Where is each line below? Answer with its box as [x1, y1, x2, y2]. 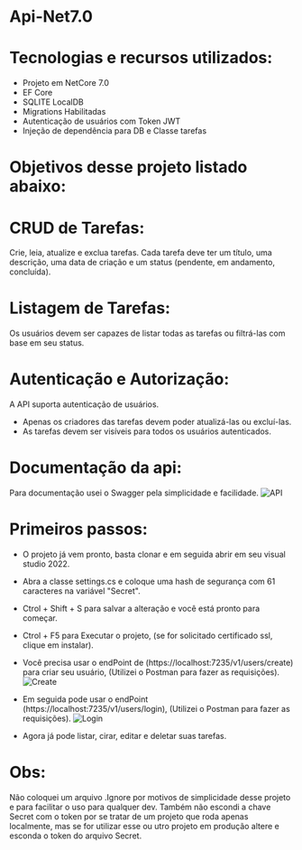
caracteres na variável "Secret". [22, 586, 142, 596]
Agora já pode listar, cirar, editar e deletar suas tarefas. [22, 731, 227, 741]
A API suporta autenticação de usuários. [9, 399, 160, 410]
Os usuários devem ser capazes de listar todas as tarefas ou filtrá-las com [9, 328, 286, 339]
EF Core [22, 88, 53, 98]
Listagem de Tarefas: [9, 298, 171, 319]
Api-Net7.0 [9, 6, 93, 27]
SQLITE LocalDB [22, 97, 84, 107]
